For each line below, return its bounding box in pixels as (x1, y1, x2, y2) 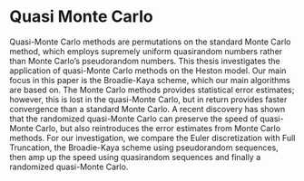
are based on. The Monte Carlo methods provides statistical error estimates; (9, 84, 295, 95)
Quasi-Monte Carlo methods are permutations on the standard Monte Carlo (9, 36, 291, 47)
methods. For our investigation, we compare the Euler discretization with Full (9, 132, 296, 143)
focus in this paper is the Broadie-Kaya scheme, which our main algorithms (9, 74, 290, 85)
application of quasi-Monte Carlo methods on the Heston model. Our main (9, 65, 287, 76)
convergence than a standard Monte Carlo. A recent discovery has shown (9, 103, 286, 114)
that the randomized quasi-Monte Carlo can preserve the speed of (9, 113, 259, 124)
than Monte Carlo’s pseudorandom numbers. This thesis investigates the (9, 55, 280, 66)
